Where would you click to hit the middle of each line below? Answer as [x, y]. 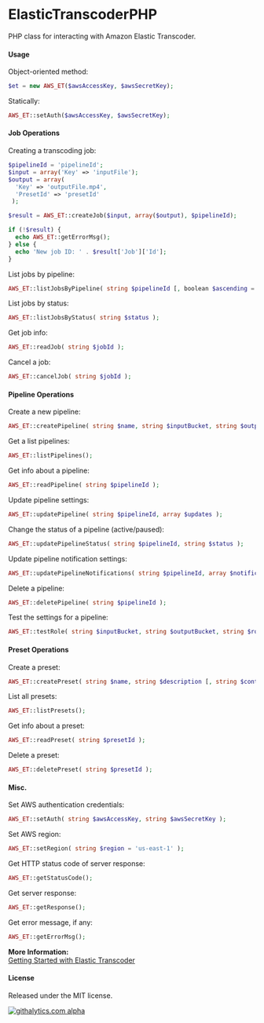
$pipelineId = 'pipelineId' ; [56, 165]
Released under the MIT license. [60, 996]
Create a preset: [34, 667]
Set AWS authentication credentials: [66, 805]
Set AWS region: [35, 835]
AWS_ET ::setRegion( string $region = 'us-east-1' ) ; [96, 849]
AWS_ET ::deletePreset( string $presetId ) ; [81, 770]
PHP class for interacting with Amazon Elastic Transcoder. [102, 36]
